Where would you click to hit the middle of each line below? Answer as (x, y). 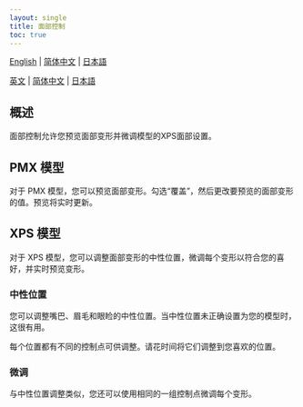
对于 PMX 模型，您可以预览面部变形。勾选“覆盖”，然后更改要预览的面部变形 (151, 191)
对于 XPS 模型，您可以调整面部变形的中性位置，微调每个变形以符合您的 (143, 257)
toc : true (28, 35)
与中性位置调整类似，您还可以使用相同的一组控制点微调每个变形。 (133, 394)
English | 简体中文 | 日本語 (58, 62)
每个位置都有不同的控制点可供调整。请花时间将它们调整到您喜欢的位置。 (145, 347)
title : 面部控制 (37, 26)
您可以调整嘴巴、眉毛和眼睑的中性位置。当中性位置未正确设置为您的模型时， (153, 316)
